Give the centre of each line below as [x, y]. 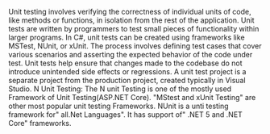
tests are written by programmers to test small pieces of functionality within [134, 29]
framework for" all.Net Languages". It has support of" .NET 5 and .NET [126, 115]
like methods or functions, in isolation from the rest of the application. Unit [132, 20]
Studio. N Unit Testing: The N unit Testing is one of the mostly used [120, 89]
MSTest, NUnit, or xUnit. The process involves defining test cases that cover [135, 46]
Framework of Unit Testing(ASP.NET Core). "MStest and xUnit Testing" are [132, 97]
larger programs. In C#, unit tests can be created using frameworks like [127, 37]
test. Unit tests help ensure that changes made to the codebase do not [126, 63]
